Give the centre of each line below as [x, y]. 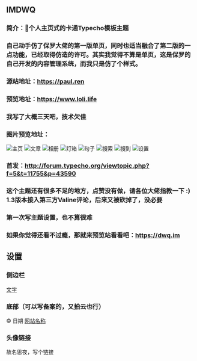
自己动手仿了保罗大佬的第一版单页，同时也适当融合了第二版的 [95, 46]
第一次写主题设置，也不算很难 [50, 218]
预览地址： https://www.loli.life [52, 99]
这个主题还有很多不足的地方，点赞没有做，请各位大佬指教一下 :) [98, 191]
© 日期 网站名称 [26, 321]
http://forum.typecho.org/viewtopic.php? [87, 166]
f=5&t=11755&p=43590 [41, 174]
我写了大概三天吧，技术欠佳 [46, 117]
